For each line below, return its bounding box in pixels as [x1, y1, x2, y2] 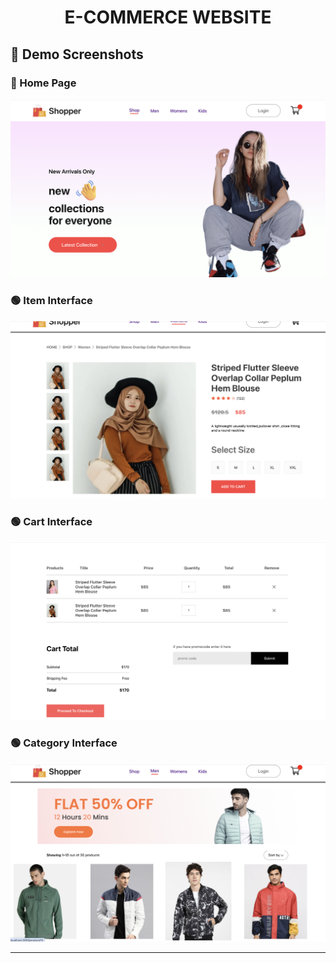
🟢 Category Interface [10, 736, 118, 750]
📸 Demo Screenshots [10, 46, 144, 63]
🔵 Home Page [10, 76, 77, 90]
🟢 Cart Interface [10, 515, 93, 529]
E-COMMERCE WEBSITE [64, 6, 272, 29]
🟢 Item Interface [10, 293, 93, 307]
